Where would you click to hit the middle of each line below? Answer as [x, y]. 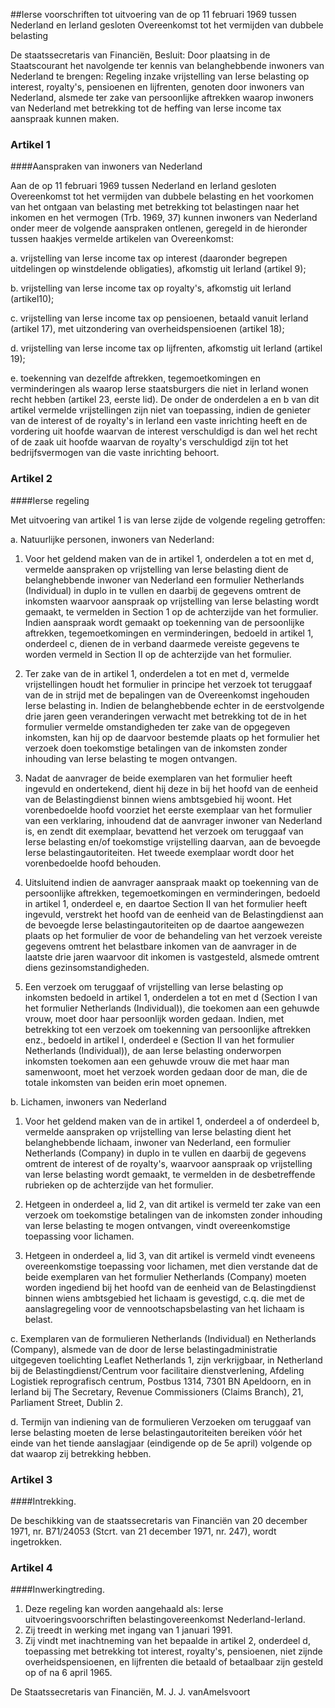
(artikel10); [32, 299]
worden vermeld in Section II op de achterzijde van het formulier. [158, 654]
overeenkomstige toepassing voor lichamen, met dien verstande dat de [171, 1266]
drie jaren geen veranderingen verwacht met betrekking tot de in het [165, 716]
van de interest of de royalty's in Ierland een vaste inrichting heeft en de [159, 421]
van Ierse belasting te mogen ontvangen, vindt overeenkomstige [157, 1225]
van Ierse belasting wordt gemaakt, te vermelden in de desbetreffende [170, 1174]
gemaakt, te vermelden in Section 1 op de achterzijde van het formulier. [171, 611]
